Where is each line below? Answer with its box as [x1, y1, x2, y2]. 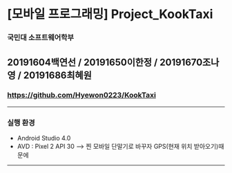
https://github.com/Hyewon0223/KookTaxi [7, 91, 157, 100]
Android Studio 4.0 [17, 134, 71, 143]
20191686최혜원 [23, 69, 92, 81]
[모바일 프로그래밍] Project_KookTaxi [7, 6, 213, 22]
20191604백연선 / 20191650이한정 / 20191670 [7, 56, 203, 68]
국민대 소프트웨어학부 [7, 33, 75, 42]
